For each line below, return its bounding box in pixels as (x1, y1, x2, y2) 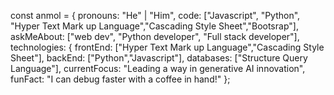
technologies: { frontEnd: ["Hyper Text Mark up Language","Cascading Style (10, 41, 325, 53)
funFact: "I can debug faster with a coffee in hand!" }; (10, 73, 231, 85)
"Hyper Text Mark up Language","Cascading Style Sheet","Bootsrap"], (10, 20, 299, 32)
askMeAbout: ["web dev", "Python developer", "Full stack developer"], (10, 31, 300, 42)
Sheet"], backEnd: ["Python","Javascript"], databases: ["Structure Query (10, 52, 308, 64)
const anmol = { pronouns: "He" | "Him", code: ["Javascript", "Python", (10, 10, 301, 21)
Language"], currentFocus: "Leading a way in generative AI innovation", (10, 63, 306, 74)
